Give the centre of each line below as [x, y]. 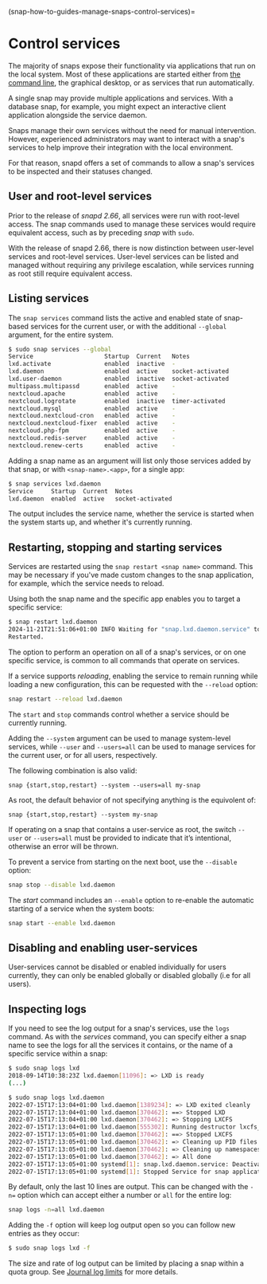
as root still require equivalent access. [70, 273]
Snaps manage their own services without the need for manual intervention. [132, 130]
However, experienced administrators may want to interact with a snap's [126, 139]
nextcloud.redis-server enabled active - [92, 438]
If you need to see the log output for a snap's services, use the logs [119, 1028]
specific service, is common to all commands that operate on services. [124, 660]
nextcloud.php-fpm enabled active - [92, 431]
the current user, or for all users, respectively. [83, 755]
